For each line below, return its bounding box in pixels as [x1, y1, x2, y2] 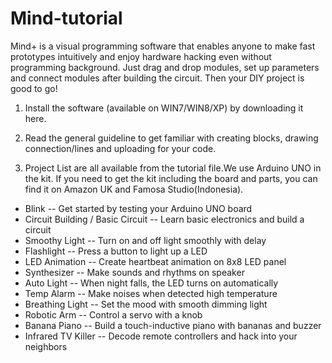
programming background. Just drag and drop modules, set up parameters [10, 61, 320, 73]
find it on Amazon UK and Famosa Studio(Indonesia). [24, 183, 244, 195]
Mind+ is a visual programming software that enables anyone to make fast [10, 40, 316, 52]
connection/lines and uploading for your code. [24, 142, 217, 154]
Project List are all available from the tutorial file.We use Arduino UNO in [24, 162, 322, 174]
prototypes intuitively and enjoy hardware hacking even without [10, 50, 272, 62]
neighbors [24, 340, 68, 352]
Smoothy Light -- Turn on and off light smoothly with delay [24, 234, 267, 246]
